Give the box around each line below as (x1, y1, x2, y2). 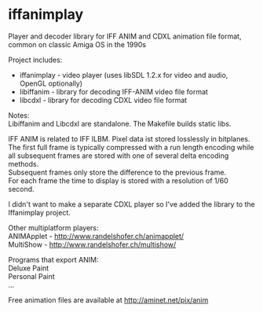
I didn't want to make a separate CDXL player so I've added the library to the (8, 199, 255, 209)
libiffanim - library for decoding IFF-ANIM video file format (19, 86, 208, 96)
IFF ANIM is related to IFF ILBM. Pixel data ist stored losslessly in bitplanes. (8, 134, 250, 143)
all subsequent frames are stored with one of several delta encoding (8, 151, 229, 160)
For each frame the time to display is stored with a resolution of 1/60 (8, 175, 229, 185)
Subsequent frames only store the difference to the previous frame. (8, 167, 226, 177)
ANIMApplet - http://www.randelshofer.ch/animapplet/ (8, 231, 184, 240)
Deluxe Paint (8, 263, 49, 273)
